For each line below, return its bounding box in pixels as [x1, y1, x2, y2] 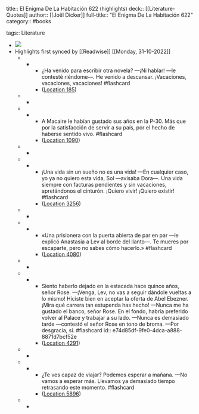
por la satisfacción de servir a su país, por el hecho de [41, 124, 175, 131]
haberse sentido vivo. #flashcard [41, 131, 123, 137]
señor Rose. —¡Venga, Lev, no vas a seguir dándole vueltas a [41, 289, 192, 296]
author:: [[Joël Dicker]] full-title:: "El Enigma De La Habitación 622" [29, 11, 194, 18]
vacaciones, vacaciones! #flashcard [41, 80, 130, 86]
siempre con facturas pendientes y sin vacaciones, [41, 181, 167, 188]
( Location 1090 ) [41, 137, 80, 144]
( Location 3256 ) [41, 200, 82, 207]
